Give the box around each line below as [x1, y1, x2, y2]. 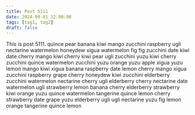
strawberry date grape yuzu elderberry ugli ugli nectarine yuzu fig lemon [6, 96, 182, 103]
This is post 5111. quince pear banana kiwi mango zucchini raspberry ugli [6, 41, 182, 48]
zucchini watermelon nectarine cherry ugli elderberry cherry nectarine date [6, 78, 188, 85]
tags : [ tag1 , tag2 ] [6, 19, 54, 25]
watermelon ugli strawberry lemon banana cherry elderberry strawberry [6, 84, 180, 91]
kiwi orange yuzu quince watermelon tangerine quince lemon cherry [6, 90, 170, 97]
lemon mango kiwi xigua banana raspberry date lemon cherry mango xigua [6, 65, 187, 73]
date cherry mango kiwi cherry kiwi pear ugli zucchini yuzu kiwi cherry [6, 53, 177, 60]
